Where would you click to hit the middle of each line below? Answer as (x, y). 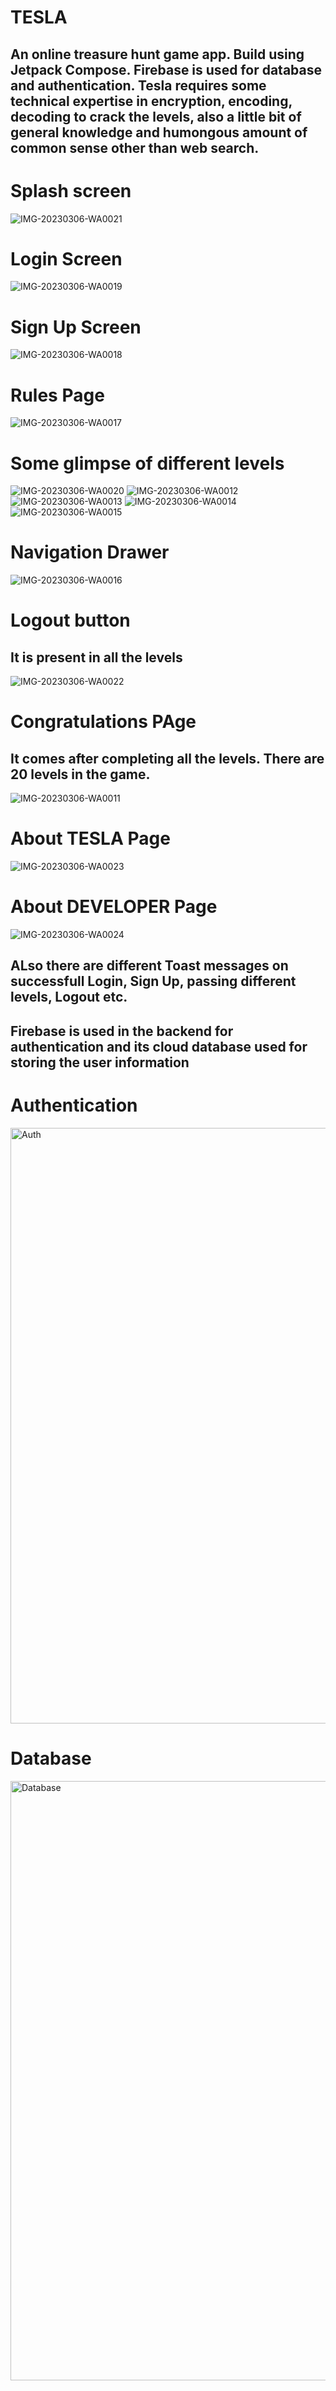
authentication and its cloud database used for (159, 1046)
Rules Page (57, 395)
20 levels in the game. (80, 774)
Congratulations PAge (103, 722)
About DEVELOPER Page (114, 907)
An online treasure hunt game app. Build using (157, 54)
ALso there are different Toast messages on (149, 966)
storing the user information (100, 1062)
